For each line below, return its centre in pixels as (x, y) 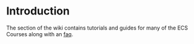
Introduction (38, 11)
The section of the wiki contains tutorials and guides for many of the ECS (97, 28)
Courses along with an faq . (40, 34)
